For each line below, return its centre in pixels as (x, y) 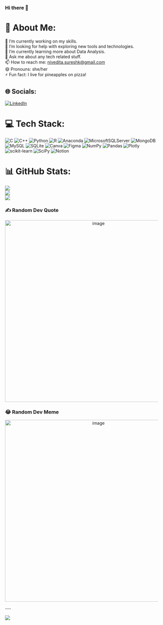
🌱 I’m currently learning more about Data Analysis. (55, 51)
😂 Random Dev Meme (32, 412)
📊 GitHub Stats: (38, 171)
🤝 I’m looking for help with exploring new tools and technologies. (70, 46)
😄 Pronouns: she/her (26, 69)
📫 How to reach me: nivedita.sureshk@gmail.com (55, 62)
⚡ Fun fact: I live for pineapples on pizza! (46, 74)
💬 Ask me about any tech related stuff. (43, 56)
